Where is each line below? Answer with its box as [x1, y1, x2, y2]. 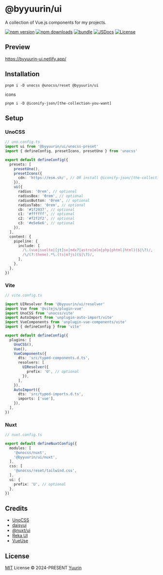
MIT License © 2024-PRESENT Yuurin [5, 565, 82, 571]
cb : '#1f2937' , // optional [17, 207, 75, 212]
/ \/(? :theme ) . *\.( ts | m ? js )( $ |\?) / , [22, 252, 95, 257]
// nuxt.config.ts [5, 433, 42, 437]
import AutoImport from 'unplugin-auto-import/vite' [5, 315, 114, 320]
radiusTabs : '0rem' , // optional [17, 203, 86, 208]
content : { [9, 234, 32, 239]
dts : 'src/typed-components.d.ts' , [17, 356, 90, 361]
